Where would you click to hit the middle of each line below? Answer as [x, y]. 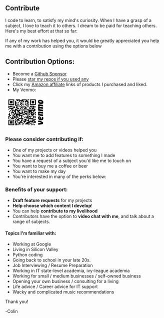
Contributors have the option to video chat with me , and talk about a [83, 216]
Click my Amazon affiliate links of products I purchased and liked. [80, 84]
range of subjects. [31, 221]
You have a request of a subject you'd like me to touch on [72, 160]
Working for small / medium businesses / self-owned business [76, 276]
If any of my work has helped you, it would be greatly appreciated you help [82, 40]
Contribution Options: [40, 62]
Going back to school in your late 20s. [51, 260]
